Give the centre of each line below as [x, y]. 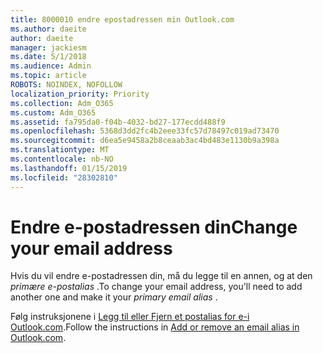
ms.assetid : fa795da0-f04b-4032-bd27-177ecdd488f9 [118, 122]
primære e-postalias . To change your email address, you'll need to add [156, 287]
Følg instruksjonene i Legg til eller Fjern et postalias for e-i [130, 317]
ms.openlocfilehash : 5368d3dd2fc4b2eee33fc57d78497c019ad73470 [145, 131]
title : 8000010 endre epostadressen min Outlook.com [122, 19]
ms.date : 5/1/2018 [48, 57]
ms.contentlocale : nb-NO [62, 159]
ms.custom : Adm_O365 [53, 112]
